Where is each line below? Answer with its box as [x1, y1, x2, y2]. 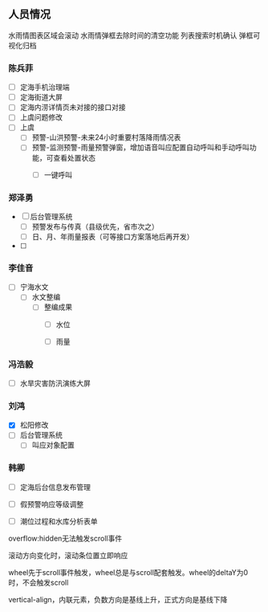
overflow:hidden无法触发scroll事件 [8, 533, 123, 543]
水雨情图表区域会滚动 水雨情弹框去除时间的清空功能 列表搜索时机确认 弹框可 [8, 31, 261, 40]
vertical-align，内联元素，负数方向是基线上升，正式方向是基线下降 [8, 594, 228, 604]
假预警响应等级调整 [19, 499, 84, 508]
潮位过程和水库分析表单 [19, 516, 98, 526]
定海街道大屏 [19, 92, 63, 102]
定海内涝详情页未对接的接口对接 [19, 103, 126, 112]
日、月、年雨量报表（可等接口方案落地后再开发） [31, 231, 194, 241]
